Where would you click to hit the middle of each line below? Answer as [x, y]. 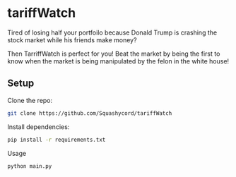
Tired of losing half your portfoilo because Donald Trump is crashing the [112, 32]
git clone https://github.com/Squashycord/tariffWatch [90, 113]
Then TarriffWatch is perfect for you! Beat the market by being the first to [114, 54]
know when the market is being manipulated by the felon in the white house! [118, 61]
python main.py [30, 166]
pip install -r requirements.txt [57, 140]
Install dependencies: [39, 127]
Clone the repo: [30, 100]
